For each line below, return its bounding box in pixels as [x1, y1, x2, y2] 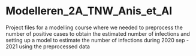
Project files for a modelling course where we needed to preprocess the [5, 24, 183, 31]
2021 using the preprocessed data [5, 43, 91, 50]
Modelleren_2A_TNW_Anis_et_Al [5, 4, 172, 18]
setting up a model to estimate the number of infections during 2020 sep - [5, 36, 189, 43]
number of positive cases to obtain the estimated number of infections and [5, 30, 190, 37]
